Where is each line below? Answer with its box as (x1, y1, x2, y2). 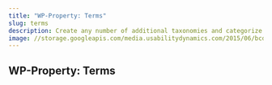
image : (8, 34, 31, 42)
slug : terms (8, 19, 49, 27)
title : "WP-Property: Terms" (8, 11, 107, 20)
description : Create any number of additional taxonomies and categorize (8, 26, 263, 34)
